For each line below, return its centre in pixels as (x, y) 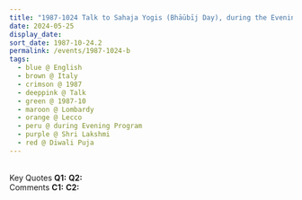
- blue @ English (50, 68)
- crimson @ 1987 (50, 84)
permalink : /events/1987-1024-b (70, 51)
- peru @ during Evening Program (80, 126)
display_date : (36, 34)
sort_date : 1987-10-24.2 (56, 43)
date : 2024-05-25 (42, 26)
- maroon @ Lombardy (56, 109)
